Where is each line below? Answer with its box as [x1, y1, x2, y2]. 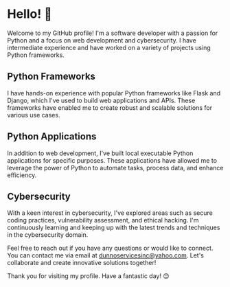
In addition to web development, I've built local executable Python [7, 149, 194, 157]
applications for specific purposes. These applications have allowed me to [7, 156, 218, 164]
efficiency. [7, 171, 37, 179]
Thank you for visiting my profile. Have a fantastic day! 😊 [7, 272, 170, 280]
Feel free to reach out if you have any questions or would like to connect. [7, 244, 214, 253]
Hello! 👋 [7, 6, 53, 22]
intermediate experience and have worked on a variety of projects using [7, 43, 211, 51]
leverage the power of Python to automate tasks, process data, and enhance [7, 163, 224, 172]
